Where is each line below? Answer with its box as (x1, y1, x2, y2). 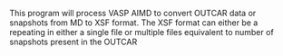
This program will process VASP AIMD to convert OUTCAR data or (9, 8, 257, 18)
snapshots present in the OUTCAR (9, 36, 138, 47)
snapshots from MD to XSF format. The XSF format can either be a (9, 17, 259, 28)
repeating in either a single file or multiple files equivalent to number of (9, 27, 274, 37)
